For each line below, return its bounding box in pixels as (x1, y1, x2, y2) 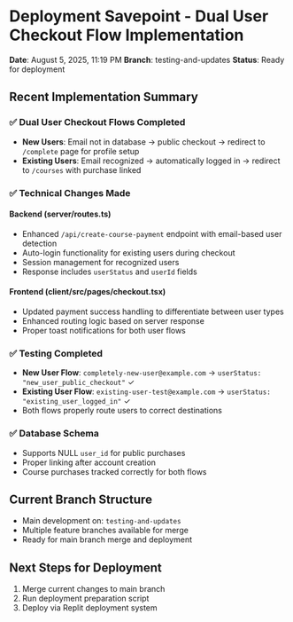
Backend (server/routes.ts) (9, 209, 112, 219)
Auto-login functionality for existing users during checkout (21, 247, 235, 258)
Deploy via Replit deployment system (21, 602, 158, 613)
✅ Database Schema (9, 428, 100, 440)
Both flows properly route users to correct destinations (21, 405, 223, 416)
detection (21, 238, 58, 248)
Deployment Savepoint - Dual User (9, 6, 269, 27)
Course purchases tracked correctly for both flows (21, 466, 207, 476)
